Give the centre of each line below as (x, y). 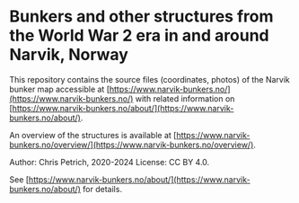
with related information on (185, 98)
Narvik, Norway (69, 55)
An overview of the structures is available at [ (93, 135)
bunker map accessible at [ (60, 89)
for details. (102, 189)
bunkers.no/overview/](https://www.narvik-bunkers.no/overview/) (132, 145)
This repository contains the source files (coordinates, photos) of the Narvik (149, 79)
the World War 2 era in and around (139, 35)
